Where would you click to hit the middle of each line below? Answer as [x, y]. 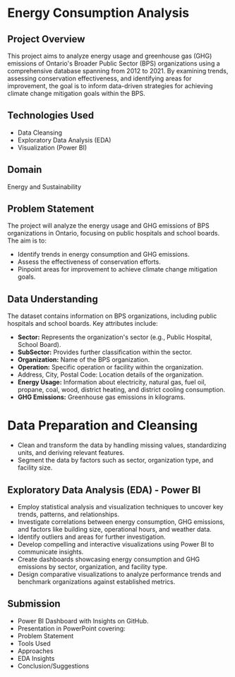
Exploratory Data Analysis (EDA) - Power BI [104, 490]
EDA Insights [36, 658]
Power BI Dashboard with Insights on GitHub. [83, 621]
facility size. [35, 468]
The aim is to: [27, 240]
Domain [25, 170]
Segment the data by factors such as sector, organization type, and [115, 461]
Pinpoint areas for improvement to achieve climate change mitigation [117, 269]
